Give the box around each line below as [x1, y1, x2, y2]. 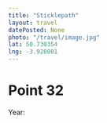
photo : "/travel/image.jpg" [8, 33, 101, 42]
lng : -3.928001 [8, 48, 58, 56]
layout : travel [8, 19, 58, 27]
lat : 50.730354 [8, 41, 58, 49]
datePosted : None [8, 26, 65, 34]
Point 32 [8, 81, 65, 99]
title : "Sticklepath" [8, 11, 79, 20]
